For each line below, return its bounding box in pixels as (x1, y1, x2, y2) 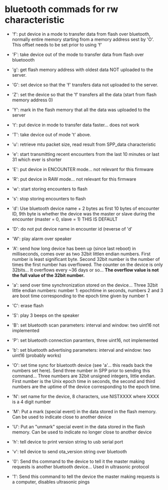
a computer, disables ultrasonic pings (12, 478, 90, 485)
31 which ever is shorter (12, 156, 62, 162)
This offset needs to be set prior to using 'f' (12, 41, 102, 47)
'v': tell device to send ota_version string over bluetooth (12, 448, 127, 455)
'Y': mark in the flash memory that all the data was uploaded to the (12, 106, 150, 113)
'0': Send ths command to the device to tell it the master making (12, 458, 145, 464)
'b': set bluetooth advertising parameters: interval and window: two (12, 347, 151, 353)
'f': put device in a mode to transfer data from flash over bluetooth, (12, 31, 150, 37)
